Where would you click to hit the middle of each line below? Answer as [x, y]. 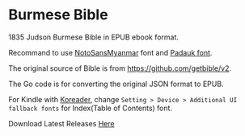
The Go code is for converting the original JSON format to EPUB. [116, 84]
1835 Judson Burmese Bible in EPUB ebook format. [94, 37]
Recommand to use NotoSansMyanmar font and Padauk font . [110, 52]
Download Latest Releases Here [61, 123]
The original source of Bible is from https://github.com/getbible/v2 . [120, 68]
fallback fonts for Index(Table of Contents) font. [90, 108]
